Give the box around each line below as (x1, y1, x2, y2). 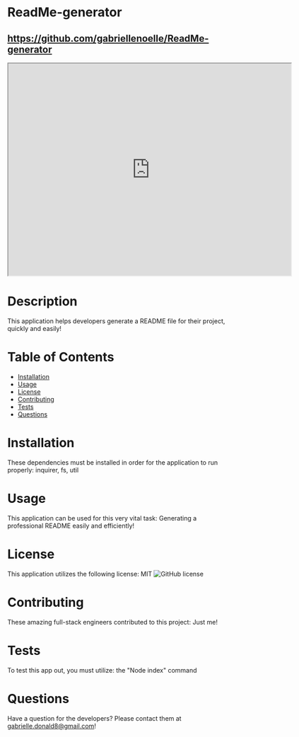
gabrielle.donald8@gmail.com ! (7, 721, 97, 730)
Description (7, 294, 78, 310)
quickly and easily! (7, 324, 62, 332)
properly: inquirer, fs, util (7, 465, 79, 474)
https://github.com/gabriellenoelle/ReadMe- (7, 33, 209, 45)
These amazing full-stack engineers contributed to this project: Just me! (7, 617, 218, 626)
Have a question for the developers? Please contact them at (7, 714, 182, 722)
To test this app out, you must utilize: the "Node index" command (7, 666, 197, 674)
